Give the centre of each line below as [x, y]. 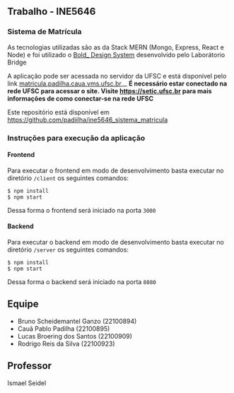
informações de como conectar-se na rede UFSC [81, 98]
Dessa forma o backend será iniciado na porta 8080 [82, 282]
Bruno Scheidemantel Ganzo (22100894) [77, 321]
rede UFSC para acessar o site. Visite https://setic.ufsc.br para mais [110, 90]
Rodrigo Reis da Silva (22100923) [66, 344]
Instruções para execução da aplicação [76, 138]
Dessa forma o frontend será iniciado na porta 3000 [82, 210]
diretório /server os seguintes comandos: [68, 250]
